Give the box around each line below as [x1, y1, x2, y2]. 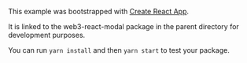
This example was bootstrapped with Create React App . [8, 7, 190, 16]
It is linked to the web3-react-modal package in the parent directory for [8, 22, 240, 31]
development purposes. [8, 31, 86, 39]
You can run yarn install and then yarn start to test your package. [8, 46, 230, 54]
